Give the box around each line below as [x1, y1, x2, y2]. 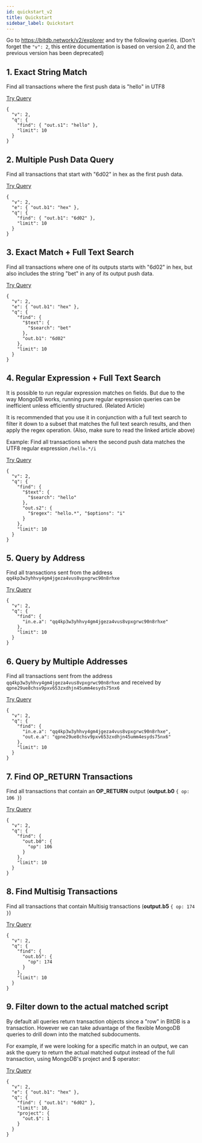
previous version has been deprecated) [6, 50, 104, 57]
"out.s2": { [22, 505, 52, 511]
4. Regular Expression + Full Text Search [6, 373, 161, 384]
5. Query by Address [6, 553, 86, 564]
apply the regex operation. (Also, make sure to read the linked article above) [6, 427, 195, 434]
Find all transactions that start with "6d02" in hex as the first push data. [6, 170, 184, 178]
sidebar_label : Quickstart [6, 20, 74, 26]
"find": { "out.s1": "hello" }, [17, 122, 98, 129]
